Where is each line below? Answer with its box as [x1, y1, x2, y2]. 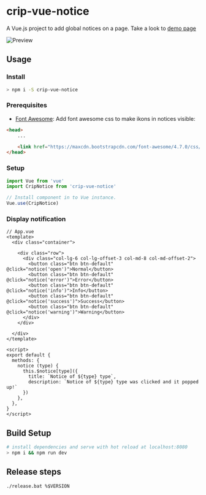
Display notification [6, 215, 66, 223]
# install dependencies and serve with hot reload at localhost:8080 [6, 444, 188, 450]
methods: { [12, 358, 40, 364]
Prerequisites [6, 101, 47, 110]
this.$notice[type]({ [22, 368, 78, 375]
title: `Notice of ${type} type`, [28, 374, 116, 380]
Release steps [6, 467, 61, 477]
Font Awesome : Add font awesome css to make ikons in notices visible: [15, 115, 196, 122]
